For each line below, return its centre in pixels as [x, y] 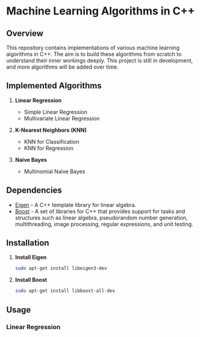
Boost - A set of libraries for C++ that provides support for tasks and [100, 211]
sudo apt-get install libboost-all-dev [65, 291]
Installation [28, 243]
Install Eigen [31, 258]
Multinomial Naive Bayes [55, 171]
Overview [25, 33]
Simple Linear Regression [55, 112]
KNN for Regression [48, 148]
